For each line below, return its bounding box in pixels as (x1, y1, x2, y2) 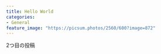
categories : (6, 14, 35, 20)
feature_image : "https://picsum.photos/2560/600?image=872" (6, 25, 156, 31)
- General (6, 19, 30, 25)
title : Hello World (6, 8, 54, 15)
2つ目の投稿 (6, 42, 35, 49)
